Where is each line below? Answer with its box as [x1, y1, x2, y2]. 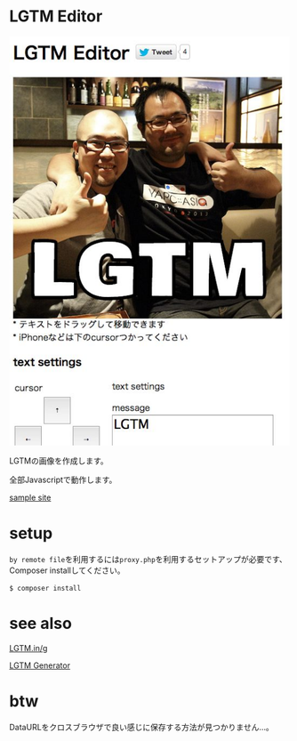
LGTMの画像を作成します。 [9, 455, 108, 466]
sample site [9, 492, 52, 503]
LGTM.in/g [9, 642, 48, 653]
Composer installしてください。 [9, 565, 126, 576]
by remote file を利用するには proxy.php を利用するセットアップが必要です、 [9, 554, 287, 565]
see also [9, 614, 73, 633]
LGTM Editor [9, 6, 103, 27]
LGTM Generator [9, 660, 71, 671]
